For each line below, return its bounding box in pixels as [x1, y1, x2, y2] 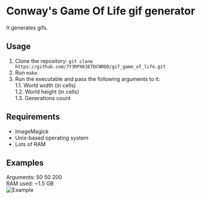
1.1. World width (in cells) [14, 82, 76, 89]
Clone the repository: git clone [14, 57, 93, 64]
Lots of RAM [14, 140, 46, 147]
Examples [6, 158, 44, 168]
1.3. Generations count [14, 94, 71, 101]
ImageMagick [14, 128, 49, 135]
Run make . [14, 69, 39, 76]
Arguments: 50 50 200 [6, 174, 62, 181]
